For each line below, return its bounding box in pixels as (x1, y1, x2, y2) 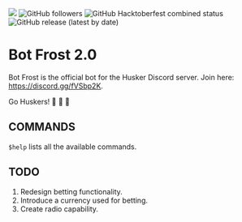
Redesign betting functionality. (19, 186, 123, 196)
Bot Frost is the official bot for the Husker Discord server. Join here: (8, 72, 235, 82)
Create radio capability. (19, 203, 99, 214)
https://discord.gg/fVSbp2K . (8, 81, 104, 91)
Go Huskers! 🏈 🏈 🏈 (8, 96, 71, 106)
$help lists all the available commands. (8, 142, 137, 152)
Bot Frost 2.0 (8, 45, 97, 64)
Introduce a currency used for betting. (19, 195, 149, 205)
